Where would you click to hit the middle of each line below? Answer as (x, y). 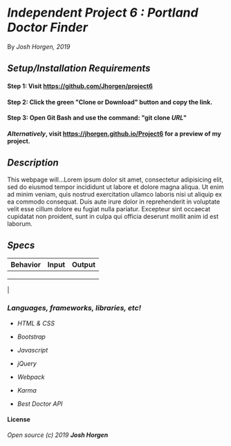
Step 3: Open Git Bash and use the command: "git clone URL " (97, 118)
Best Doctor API (40, 404)
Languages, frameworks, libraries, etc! (74, 308)
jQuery (27, 363)
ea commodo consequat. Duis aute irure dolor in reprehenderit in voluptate (113, 202)
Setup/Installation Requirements (79, 68)
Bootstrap (31, 337)
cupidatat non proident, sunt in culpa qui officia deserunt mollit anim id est (113, 216)
